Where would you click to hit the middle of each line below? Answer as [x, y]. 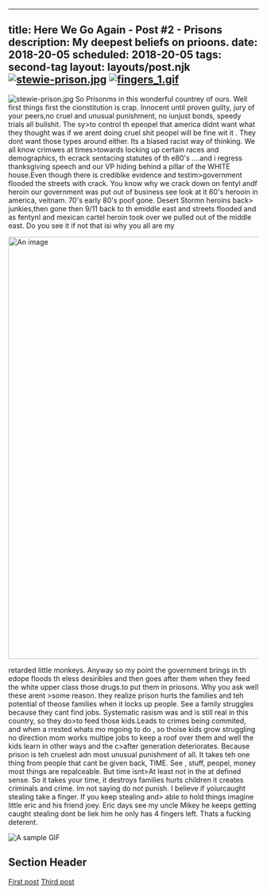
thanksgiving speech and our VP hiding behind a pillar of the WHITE [119, 166]
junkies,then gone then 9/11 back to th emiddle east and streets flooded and [132, 208]
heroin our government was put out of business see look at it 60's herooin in [133, 192]
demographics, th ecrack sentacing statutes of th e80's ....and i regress [125, 158]
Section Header [48, 863]
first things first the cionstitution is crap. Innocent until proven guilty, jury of [132, 107]
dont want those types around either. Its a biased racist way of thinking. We [132, 141]
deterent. [23, 822]
